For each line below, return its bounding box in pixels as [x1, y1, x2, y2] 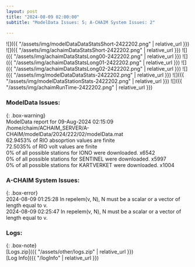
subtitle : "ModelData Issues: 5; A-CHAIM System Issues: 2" [6, 19, 156, 25]
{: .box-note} [6, 242, 37, 249]
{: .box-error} [6, 189, 38, 196]
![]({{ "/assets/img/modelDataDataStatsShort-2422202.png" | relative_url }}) [6, 40, 190, 47]
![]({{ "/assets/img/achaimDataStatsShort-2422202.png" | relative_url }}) [6, 47, 181, 54]
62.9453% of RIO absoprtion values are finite [6, 137, 115, 144]
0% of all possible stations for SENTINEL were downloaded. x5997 [6, 155, 166, 162]
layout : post [6, 8, 38, 15]
